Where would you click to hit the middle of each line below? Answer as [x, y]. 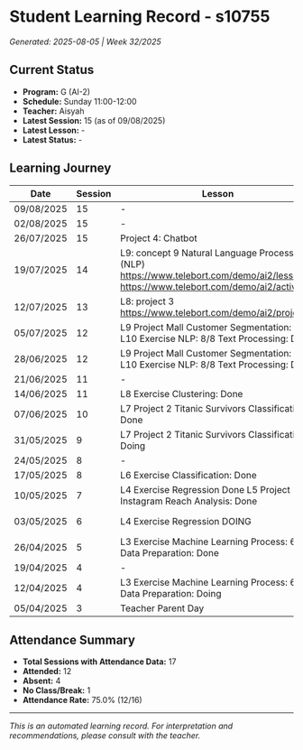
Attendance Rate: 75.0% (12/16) [82, 700]
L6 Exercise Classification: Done [188, 475]
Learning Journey [60, 168]
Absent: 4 [41, 681]
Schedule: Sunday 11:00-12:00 [79, 101]
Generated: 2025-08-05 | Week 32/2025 [86, 42]
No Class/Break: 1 [56, 690]
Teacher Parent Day [162, 608]
